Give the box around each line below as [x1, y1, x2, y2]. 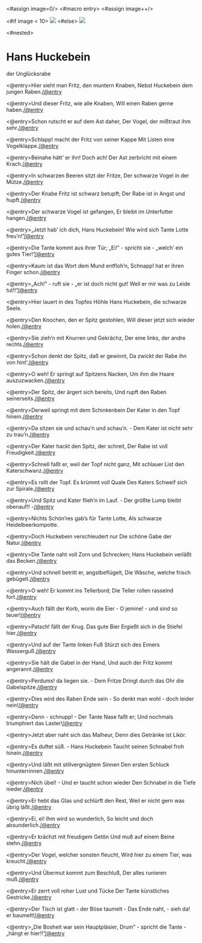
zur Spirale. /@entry [6, 485, 55, 492]
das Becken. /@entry [6, 557, 57, 564]
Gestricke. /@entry [6, 893, 52, 901]
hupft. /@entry [6, 196, 41, 203]
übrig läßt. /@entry [6, 803, 52, 811]
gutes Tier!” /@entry [6, 250, 55, 257]
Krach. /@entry [6, 160, 43, 167]
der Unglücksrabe [6, 70, 51, 77]
